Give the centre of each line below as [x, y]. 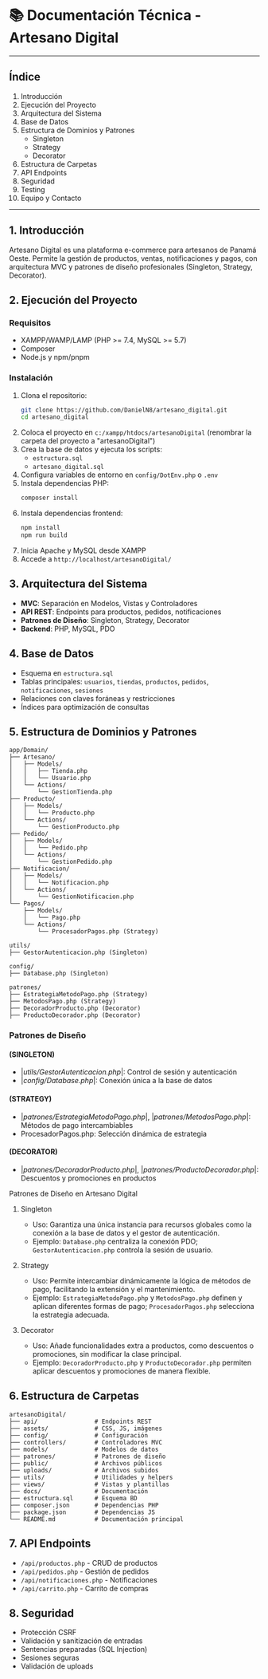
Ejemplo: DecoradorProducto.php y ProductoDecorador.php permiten [142, 1362]
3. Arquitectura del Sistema [78, 584]
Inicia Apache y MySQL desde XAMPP [83, 550]
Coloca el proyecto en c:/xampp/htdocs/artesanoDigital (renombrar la [136, 432]
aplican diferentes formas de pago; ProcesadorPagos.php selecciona [143, 1306]
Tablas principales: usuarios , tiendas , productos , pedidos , [115, 681]
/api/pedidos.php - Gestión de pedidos [85, 1571]
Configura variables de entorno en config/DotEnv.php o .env [119, 475]
